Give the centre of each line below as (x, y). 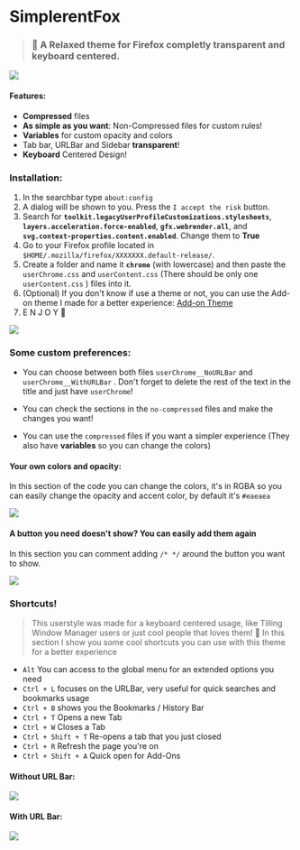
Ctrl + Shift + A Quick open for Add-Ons (101, 755)
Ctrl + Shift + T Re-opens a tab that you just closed (122, 736)
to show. (25, 563)
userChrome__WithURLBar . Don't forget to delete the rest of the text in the (156, 382)
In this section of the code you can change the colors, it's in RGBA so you (145, 486)
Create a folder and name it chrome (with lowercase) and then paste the (154, 264)
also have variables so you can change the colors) (117, 446)
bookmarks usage (56, 698)
